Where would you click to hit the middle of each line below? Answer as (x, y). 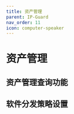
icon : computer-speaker (35, 28)
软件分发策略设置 (37, 104)
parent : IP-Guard (27, 17)
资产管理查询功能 (37, 82)
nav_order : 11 (23, 22)
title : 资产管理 (24, 11)
